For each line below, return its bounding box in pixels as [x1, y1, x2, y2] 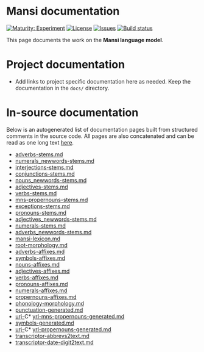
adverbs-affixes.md [15, 248, 65, 255]
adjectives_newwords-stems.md [15, 215, 97, 223]
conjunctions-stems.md [15, 170, 75, 178]
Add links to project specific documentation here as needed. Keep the [15, 77, 191, 85]
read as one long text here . [6, 138, 74, 146]
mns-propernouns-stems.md [15, 196, 88, 203]
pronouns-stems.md [15, 209, 67, 216]
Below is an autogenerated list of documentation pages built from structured [6, 126, 198, 133]
